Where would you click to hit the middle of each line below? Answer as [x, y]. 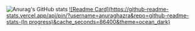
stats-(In [17, 22]
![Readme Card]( [90, 9]
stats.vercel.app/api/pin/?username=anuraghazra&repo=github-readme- [97, 15]
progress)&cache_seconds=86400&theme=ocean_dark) [100, 22]
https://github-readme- [140, 9]
